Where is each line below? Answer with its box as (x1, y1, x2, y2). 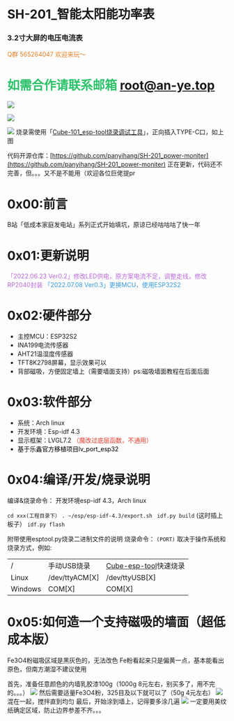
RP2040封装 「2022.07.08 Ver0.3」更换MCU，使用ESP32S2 (7, 281, 181, 289)
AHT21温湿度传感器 (17, 350, 74, 358)
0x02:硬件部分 (7, 308, 92, 323)
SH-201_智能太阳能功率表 (7, 6, 155, 22)
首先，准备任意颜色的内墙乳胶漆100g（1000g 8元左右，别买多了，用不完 (7, 680, 216, 688)
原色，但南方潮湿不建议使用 (7, 665, 87, 673)
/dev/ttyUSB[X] (105, 573, 157, 583)
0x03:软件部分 (7, 394, 92, 410)
